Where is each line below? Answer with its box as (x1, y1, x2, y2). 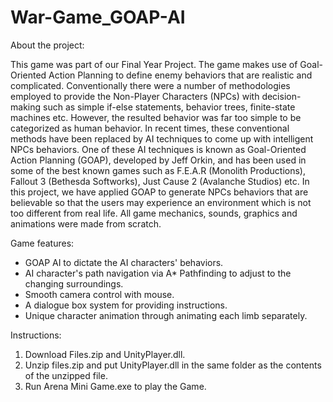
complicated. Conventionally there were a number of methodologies (10, 79, 291, 91)
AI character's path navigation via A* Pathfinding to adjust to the (24, 267, 292, 279)
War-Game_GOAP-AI (10, 6, 186, 29)
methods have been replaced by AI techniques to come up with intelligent (10, 132, 314, 145)
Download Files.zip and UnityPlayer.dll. (24, 348, 186, 360)
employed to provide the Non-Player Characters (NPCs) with (10, 90, 260, 102)
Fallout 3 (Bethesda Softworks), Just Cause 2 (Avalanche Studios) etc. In (10, 175, 310, 187)
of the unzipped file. (24, 369, 108, 381)
